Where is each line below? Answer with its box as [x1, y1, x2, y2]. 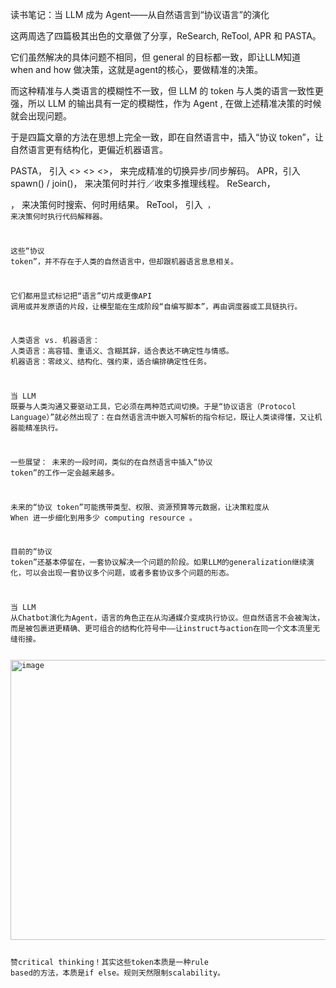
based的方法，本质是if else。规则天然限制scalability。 [10, 968, 226, 978]
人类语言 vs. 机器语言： [10, 336, 100, 346]
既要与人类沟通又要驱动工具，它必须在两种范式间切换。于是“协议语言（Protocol [10, 402, 297, 412]
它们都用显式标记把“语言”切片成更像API [10, 291, 153, 301]
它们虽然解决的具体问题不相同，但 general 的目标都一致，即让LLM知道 [10, 51, 302, 63]
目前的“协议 [10, 547, 53, 557]
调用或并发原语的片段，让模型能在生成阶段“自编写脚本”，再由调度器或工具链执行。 [10, 301, 303, 312]
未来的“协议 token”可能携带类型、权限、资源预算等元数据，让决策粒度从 [10, 502, 270, 512]
